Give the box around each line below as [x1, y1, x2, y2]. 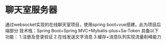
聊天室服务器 [5, 4, 58, 16]
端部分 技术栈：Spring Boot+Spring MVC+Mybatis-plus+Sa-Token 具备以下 [5, 27, 159, 33]
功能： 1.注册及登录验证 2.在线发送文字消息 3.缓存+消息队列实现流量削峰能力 [5, 34, 162, 40]
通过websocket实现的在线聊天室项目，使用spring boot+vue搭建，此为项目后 [5, 22, 161, 27]
